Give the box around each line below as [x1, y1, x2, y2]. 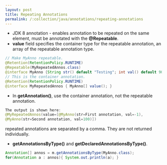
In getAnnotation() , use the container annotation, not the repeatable [12, 93, 153, 99]
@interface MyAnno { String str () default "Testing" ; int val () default [5, 70, 157, 75]
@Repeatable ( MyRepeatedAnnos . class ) [5, 65, 81, 70]
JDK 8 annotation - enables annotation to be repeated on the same [12, 30, 150, 36]
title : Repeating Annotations [5, 12, 68, 17]
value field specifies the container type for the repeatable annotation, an [12, 41, 162, 47]
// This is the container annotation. [5, 74, 85, 79]
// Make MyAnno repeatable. [5, 56, 64, 61]
